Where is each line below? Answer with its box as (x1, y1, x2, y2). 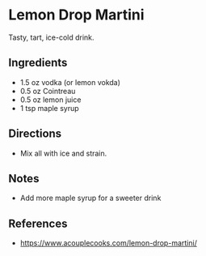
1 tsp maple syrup (19, 103, 79, 113)
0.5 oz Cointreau (19, 86, 76, 96)
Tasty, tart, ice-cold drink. (8, 32, 95, 42)
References (8, 216, 68, 230)
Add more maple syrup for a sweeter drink (19, 193, 162, 203)
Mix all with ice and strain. (19, 148, 107, 158)
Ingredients (8, 56, 68, 70)
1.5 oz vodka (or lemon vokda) (19, 77, 121, 87)
